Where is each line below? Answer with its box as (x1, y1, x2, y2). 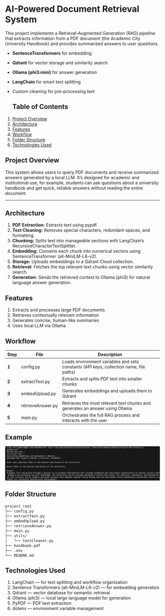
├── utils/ (5, 533, 27, 538)
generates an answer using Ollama (62, 405, 132, 411)
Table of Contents (12, 102, 68, 111)
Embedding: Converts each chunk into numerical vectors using (12, 248, 141, 254)
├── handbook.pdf (5, 543, 41, 548)
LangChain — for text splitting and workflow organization (12, 580, 128, 585)
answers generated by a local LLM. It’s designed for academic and (5, 174, 140, 180)
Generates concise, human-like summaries (12, 318, 99, 324)
